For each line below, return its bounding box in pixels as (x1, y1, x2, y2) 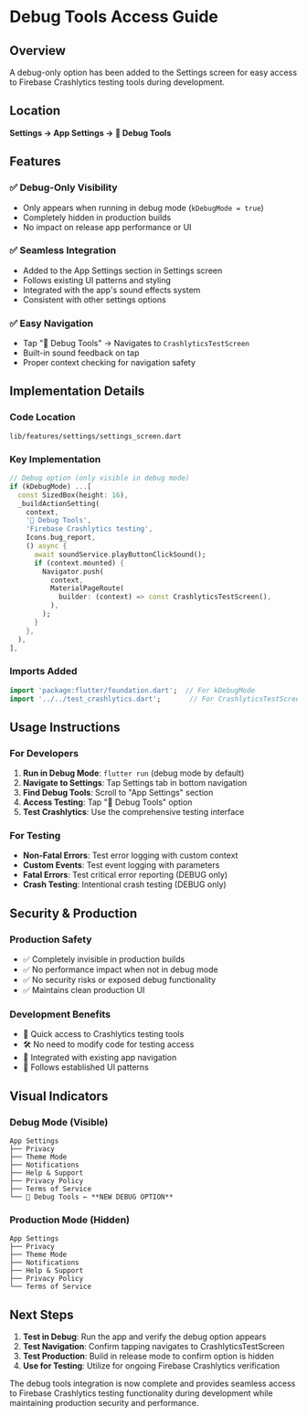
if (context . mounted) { (33, 558, 125, 567)
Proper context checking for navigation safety (22, 357, 196, 368)
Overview (9, 43, 67, 58)
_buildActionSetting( (17, 499, 101, 508)
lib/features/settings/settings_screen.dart (9, 431, 182, 440)
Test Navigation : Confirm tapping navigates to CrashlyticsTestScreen (22, 1341, 285, 1352)
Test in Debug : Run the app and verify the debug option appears (22, 1331, 267, 1342)
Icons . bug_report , (26, 533, 96, 543)
